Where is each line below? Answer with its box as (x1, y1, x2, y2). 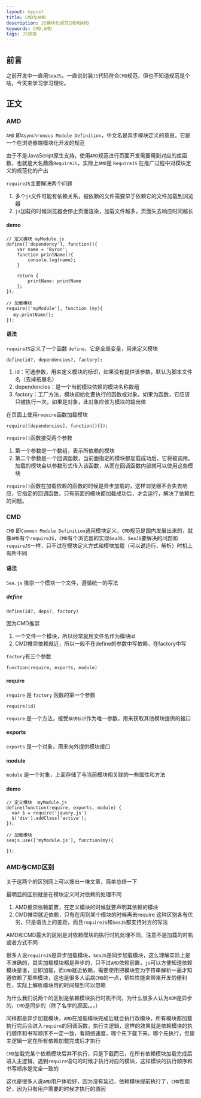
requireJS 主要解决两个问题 (6, 180, 73, 187)
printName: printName (28, 278, 82, 284)
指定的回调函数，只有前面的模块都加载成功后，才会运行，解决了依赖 (22, 490, 190, 497)
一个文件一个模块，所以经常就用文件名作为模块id (14, 632, 135, 640)
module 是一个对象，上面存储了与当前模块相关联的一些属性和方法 (6, 771, 166, 778)
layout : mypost (6, 8, 44, 15)
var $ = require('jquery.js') (11, 810, 87, 816)
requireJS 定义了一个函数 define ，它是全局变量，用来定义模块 (6, 345, 159, 352)
